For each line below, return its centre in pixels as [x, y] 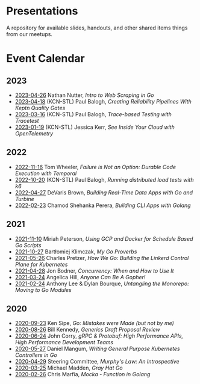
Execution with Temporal [46, 173]
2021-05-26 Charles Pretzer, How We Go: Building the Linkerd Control [102, 258]
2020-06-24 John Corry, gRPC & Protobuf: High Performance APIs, [99, 336]
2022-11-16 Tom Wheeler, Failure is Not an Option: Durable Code [95, 167]
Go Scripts [28, 245]
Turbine [24, 199]
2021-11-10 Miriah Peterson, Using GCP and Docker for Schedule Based [104, 238]
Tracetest [27, 120]
